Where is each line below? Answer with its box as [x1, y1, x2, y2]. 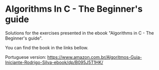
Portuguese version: [5, 54, 46, 60]
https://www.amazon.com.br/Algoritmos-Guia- [47, 54, 142, 60]
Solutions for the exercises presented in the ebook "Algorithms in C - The [5, 30, 154, 36]
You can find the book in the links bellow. [5, 45, 89, 50]
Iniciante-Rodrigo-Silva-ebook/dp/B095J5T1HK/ [5, 59, 104, 65]
